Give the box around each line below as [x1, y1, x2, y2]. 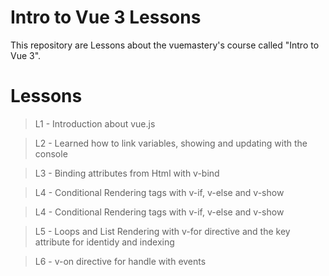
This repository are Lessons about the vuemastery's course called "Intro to [10, 39, 320, 51]
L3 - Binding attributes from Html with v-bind [34, 167, 220, 179]
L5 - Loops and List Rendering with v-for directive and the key [34, 225, 291, 237]
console [34, 147, 68, 160]
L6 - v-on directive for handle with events [34, 255, 207, 267]
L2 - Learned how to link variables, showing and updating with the [34, 137, 308, 149]
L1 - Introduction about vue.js [34, 117, 156, 130]
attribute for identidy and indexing [34, 236, 175, 248]
